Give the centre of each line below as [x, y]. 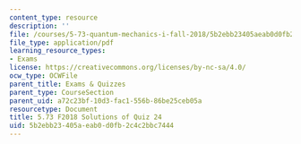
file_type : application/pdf [62, 42]
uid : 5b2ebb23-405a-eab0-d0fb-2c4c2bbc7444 [92, 126]
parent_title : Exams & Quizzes [68, 84]
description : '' [39, 26]
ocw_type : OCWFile [43, 76]
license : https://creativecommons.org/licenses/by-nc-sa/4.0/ [128, 68]
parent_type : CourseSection [62, 92]
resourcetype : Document [54, 109]
